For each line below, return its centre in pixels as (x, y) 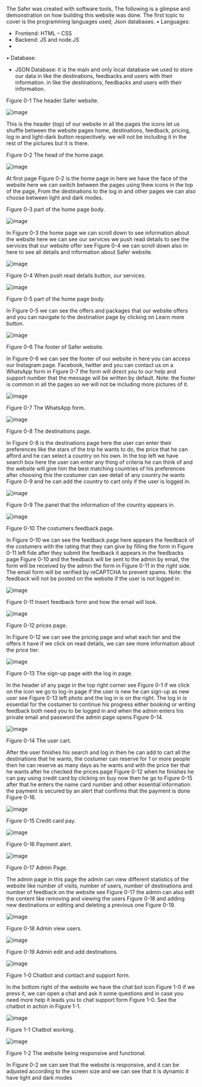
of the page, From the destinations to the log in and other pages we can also (101, 191)
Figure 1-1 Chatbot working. (40, 1030)
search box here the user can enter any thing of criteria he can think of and (99, 462)
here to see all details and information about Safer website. (79, 252)
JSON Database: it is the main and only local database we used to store (104, 70)
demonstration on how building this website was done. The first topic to (95, 15)
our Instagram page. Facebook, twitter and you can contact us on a (90, 365)
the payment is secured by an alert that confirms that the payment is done (98, 791)
